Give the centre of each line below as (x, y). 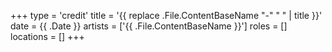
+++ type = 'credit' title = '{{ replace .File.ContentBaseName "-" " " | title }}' (166, 15)
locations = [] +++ (47, 36)
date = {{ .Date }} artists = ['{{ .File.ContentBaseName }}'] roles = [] (149, 26)
